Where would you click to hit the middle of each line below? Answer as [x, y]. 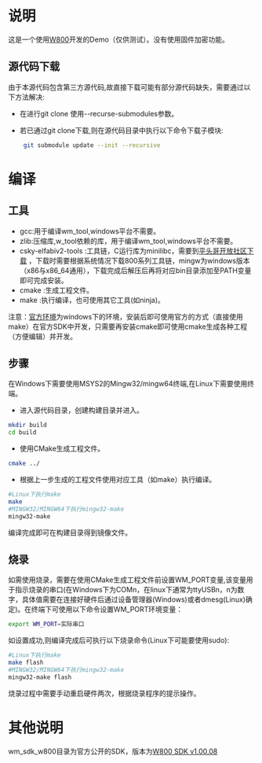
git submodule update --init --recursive [92, 145]
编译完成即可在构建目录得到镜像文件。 [70, 533]
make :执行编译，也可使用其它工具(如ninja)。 [92, 300]
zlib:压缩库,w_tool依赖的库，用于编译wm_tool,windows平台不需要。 [128, 241]
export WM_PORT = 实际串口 [46, 625]
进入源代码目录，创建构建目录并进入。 [81, 411]
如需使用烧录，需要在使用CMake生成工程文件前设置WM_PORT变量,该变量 [127, 580]
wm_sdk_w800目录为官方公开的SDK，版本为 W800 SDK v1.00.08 [113, 751]
